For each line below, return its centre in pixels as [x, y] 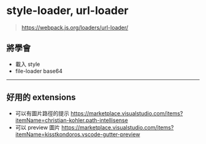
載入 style [28, 64]
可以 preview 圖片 [37, 127]
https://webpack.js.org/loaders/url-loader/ [75, 27]
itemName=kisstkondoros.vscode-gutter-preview [78, 134]
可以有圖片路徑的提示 [42, 113]
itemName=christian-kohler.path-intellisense [71, 120]
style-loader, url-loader [67, 11]
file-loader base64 [39, 71]
